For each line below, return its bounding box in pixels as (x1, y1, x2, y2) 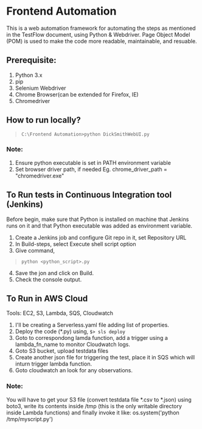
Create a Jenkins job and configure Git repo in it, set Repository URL (15, 234, 187, 241)
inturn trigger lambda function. (15, 360, 92, 367)
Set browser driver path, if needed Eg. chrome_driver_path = (15, 165, 167, 173)
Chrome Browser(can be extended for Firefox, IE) (15, 90, 139, 98)
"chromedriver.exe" (15, 172, 64, 179)
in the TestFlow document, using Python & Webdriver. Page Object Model (6, 31, 190, 38)
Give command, (15, 247, 55, 254)
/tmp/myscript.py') (6, 415, 54, 422)
